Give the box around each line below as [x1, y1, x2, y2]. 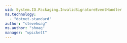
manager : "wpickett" [5, 30, 48, 35]
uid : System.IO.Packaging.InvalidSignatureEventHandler [5, 7, 122, 12]
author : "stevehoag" [5, 21, 48, 26]
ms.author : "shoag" [5, 26, 45, 31]
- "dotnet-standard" [9, 16, 52, 21]
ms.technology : [5, 12, 36, 17]
